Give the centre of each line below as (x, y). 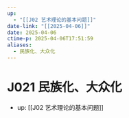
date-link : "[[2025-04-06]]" (49, 26)
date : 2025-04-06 (32, 32)
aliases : (20, 45)
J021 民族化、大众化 (64, 88)
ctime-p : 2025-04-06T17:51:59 (50, 39)
